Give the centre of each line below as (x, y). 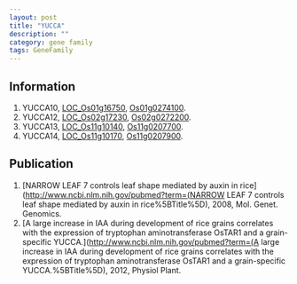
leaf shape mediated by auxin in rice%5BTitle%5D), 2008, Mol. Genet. (150, 204)
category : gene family (51, 42)
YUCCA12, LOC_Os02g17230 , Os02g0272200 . (107, 117)
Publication (41, 164)
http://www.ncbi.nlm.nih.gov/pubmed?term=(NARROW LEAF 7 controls (155, 194)
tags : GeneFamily (41, 51)
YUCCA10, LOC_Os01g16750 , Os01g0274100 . (104, 107)
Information (43, 87)
